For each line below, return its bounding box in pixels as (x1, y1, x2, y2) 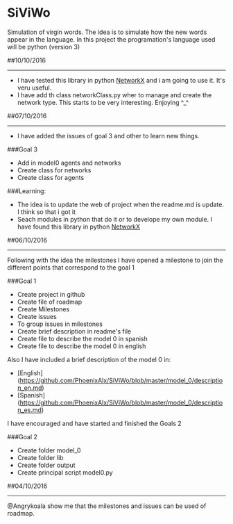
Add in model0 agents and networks (17, 158, 121, 167)
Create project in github (17, 290, 85, 298)
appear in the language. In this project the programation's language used (7, 35, 216, 43)
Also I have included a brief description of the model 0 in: (7, 355, 171, 363)
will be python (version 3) (7, 42, 80, 51)
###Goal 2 (7, 432, 38, 441)
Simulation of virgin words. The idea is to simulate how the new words (7, 28, 207, 36)
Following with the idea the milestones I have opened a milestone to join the (7, 256, 223, 264)
